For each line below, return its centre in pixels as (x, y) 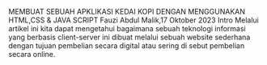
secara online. (32, 54)
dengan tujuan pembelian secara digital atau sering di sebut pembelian (127, 46)
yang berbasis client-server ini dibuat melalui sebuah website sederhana (129, 37)
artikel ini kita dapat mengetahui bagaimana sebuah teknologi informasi (127, 28)
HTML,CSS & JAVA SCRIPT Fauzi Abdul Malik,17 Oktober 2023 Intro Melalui (133, 20)
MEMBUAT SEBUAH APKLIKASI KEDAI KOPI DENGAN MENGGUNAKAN (127, 12)
